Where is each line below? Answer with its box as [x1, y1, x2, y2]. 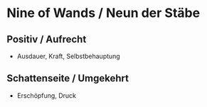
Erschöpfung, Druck [16, 91, 76, 100]
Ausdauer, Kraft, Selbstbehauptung [16, 52, 120, 60]
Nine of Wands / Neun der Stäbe [6, 5, 201, 21]
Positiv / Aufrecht [6, 33, 87, 45]
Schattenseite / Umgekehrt [6, 72, 129, 84]
